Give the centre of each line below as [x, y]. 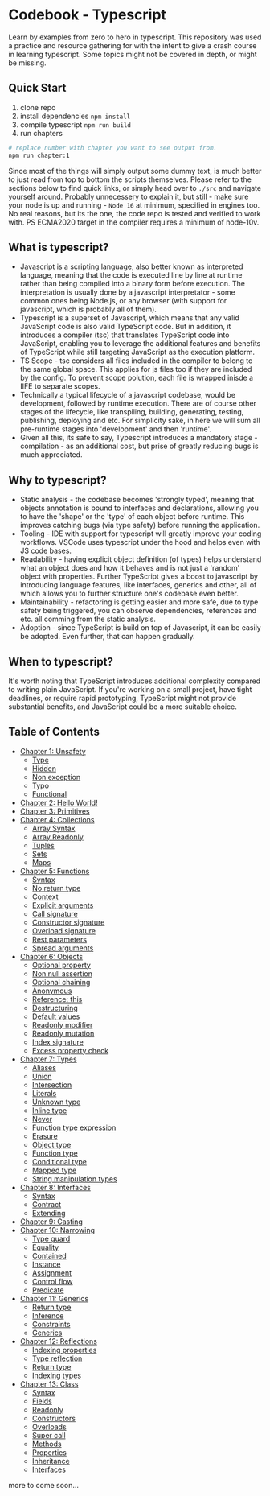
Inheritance [51, 1461]
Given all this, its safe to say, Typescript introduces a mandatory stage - [139, 438]
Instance [46, 1264]
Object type [51, 1144]
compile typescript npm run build [75, 124]
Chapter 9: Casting [51, 1222]
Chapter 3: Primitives [55, 811]
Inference [48, 1315]
